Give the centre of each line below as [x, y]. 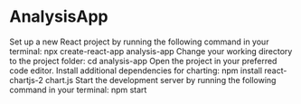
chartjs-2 [26, 80]
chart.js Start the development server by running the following [160, 80]
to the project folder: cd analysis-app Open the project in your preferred [143, 61]
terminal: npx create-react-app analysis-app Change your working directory [151, 51]
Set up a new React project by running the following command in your [139, 42]
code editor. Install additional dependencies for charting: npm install [136, 71]
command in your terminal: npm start [78, 90]
